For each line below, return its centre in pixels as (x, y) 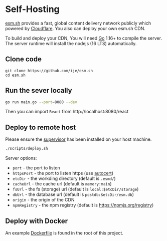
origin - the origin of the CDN (43, 200)
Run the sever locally (39, 90)
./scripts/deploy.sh (27, 149)
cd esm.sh (16, 75)
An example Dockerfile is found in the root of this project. (64, 233)
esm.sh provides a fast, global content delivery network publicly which (78, 23)
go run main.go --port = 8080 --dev (41, 102)
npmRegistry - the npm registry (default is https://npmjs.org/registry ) (83, 205)
